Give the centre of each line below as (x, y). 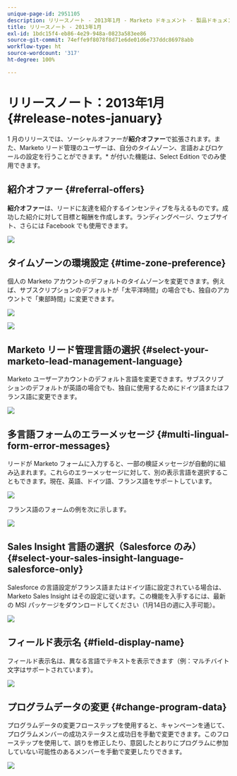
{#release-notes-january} (85, 118)
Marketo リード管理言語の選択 (74, 350)
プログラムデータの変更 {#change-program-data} (117, 707)
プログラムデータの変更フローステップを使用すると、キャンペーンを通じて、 (118, 725)
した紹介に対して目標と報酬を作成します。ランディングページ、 (105, 216)
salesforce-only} (45, 569)
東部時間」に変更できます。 (78, 299)
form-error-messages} (59, 446)
